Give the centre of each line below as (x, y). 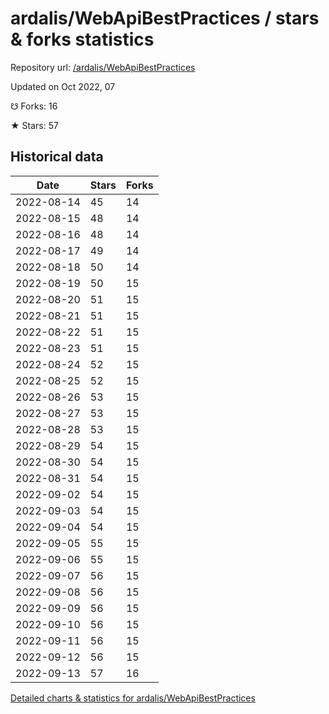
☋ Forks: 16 (34, 106)
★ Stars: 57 (34, 125)
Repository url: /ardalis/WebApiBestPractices (103, 67)
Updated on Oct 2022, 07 (63, 86)
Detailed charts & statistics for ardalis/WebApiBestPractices (133, 698)
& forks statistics (82, 39)
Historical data (57, 157)
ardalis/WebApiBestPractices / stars (165, 18)
